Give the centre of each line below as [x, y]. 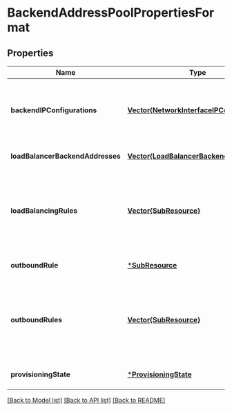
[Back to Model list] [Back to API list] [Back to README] [86, 400]
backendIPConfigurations [54, 110]
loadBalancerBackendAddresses [66, 156]
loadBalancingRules [44, 211]
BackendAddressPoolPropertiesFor [111, 13]
